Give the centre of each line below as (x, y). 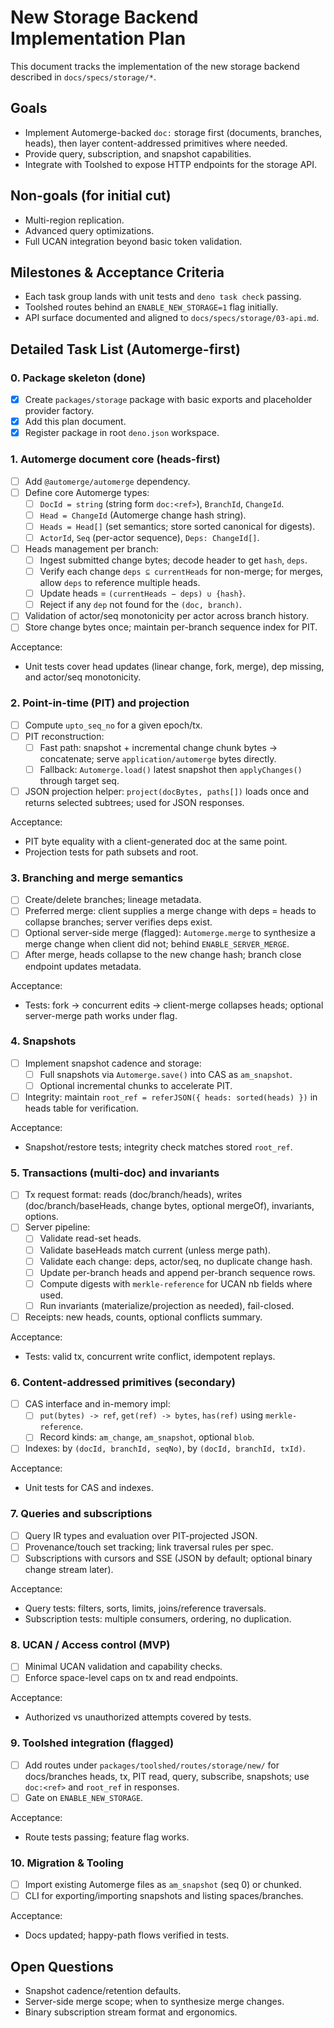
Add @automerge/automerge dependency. (107, 481)
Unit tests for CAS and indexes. (89, 1488)
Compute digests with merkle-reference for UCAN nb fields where (176, 1283)
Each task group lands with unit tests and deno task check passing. (163, 297)
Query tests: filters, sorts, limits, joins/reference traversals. (145, 1608)
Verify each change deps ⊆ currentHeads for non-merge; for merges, (181, 572)
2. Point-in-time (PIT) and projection (100, 703)
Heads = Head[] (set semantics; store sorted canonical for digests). (177, 526)
